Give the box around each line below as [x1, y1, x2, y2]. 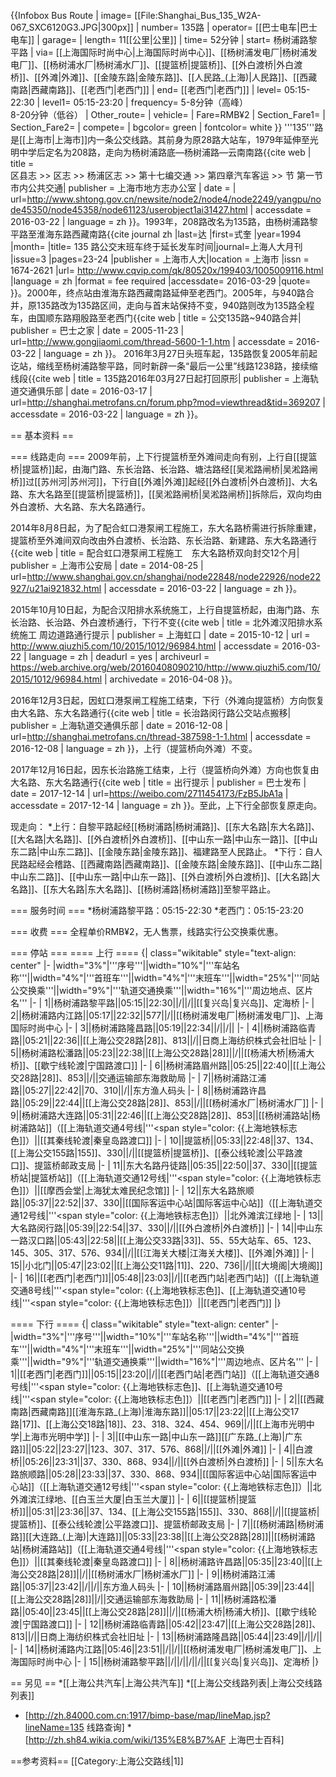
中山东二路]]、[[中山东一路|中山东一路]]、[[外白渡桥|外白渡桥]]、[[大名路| [10, 871, 312, 882]
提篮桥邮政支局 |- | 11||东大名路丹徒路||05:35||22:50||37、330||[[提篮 [34, 1160, 318, 1171]
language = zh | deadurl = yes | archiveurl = [28, 651, 210, 662]
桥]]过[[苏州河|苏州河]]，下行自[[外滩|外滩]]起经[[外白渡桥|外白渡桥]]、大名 [10, 476, 318, 487]
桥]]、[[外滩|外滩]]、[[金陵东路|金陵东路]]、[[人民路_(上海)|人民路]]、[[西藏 [10, 71, 318, 83]
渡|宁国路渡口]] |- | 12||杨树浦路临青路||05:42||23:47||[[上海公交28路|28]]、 [10, 1618, 322, 1630]
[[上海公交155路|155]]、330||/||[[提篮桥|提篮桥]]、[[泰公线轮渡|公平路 [10, 1147, 295, 1159]
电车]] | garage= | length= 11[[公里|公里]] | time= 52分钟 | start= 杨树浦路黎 [10, 34, 318, 45]
